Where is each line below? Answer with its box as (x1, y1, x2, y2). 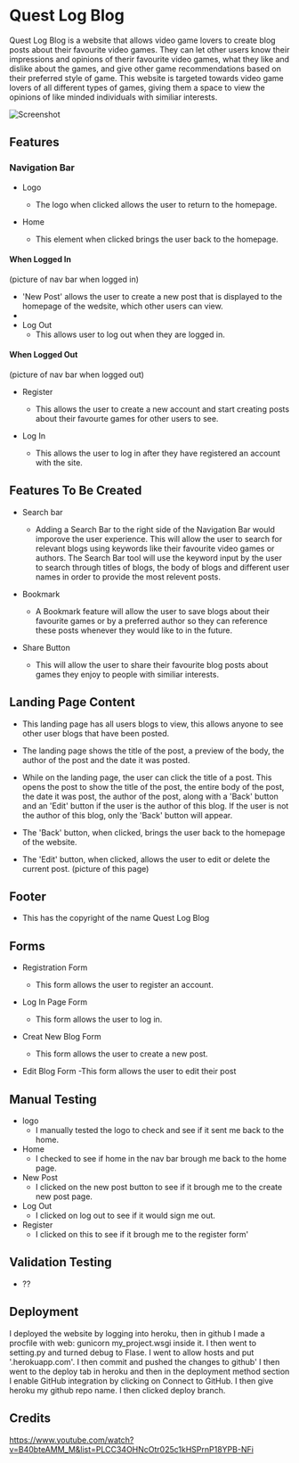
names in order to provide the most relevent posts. (35, 571, 221, 582)
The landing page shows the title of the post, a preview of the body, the (21, 745, 285, 756)
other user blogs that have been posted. (21, 727, 170, 738)
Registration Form (21, 962, 88, 973)
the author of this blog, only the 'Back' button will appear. (21, 810, 233, 820)
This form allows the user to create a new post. (35, 1048, 208, 1059)
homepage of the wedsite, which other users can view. (21, 300, 224, 311)
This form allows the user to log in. (35, 1014, 163, 1025)
